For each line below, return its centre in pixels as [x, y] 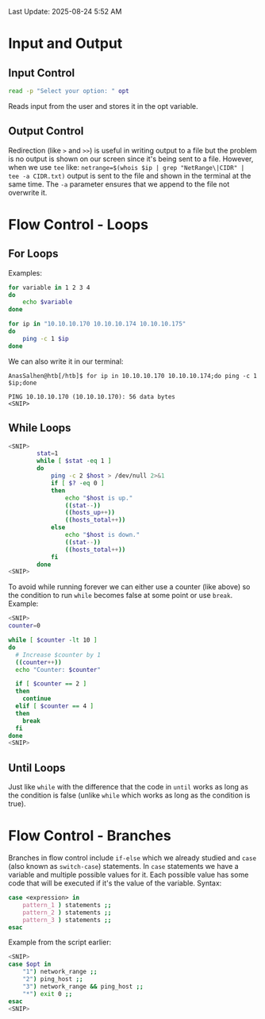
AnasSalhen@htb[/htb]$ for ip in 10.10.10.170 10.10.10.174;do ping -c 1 [133, 376]
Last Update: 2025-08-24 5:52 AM [65, 12]
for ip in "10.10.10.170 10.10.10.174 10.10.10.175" [97, 324]
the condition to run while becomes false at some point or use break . [120, 596]
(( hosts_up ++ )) [90, 513]
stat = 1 [48, 454]
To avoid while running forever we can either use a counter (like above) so [129, 587]
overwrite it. [28, 192]
